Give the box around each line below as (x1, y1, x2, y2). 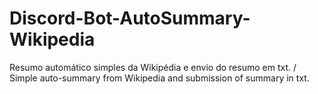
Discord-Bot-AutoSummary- (9, 7, 251, 30)
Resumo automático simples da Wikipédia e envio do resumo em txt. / (9, 61, 297, 73)
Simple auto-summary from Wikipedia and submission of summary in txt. (9, 72, 310, 84)
